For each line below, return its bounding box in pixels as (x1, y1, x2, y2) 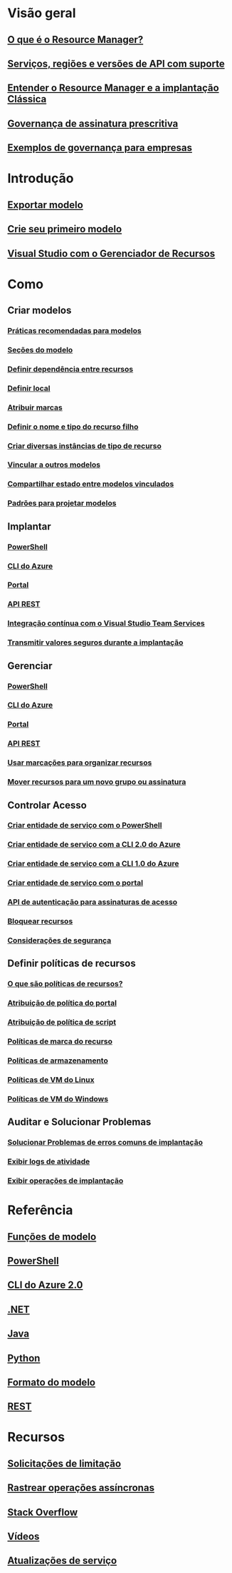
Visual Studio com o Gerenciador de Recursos (7, 247, 216, 259)
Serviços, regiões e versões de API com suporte (7, 57, 226, 69)
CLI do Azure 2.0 (7, 1279, 83, 1291)
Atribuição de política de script (7, 1017, 116, 1027)
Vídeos (7, 1531, 40, 1543)
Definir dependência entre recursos (7, 364, 134, 374)
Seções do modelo (7, 344, 73, 354)
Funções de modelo (7, 1231, 97, 1243)
